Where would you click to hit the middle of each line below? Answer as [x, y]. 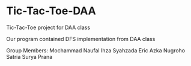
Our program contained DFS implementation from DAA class [81, 39]
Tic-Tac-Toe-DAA [51, 11]
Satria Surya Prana [29, 56]
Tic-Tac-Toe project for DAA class [48, 27]
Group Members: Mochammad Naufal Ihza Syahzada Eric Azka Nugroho [96, 50]
